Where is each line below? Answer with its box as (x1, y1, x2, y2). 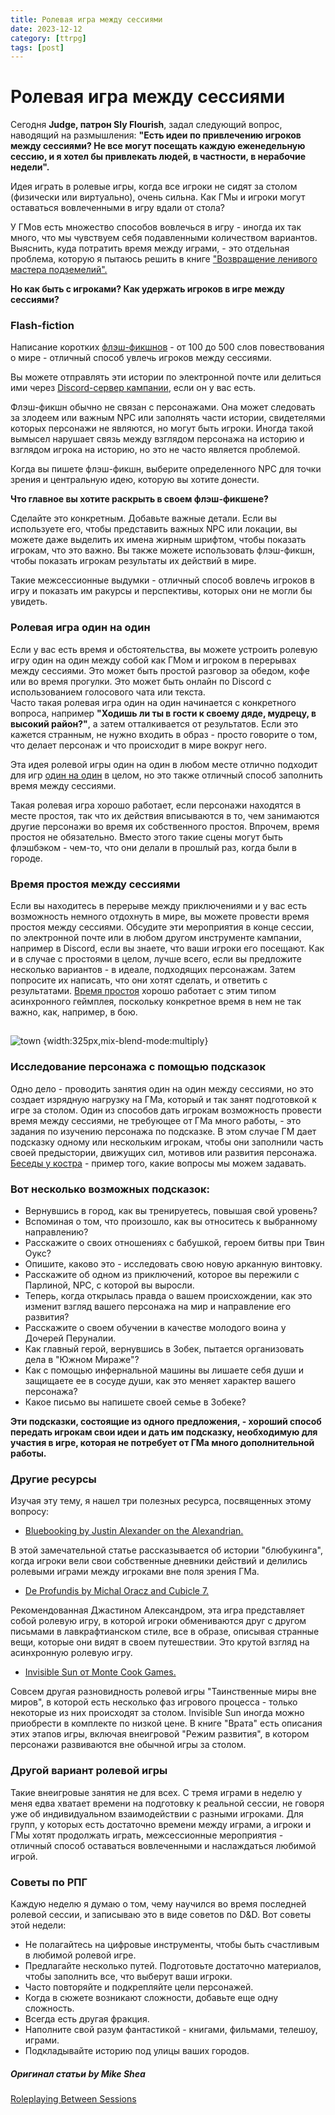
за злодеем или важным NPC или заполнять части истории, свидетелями (10, 412, 326, 424)
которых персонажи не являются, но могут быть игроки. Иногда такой (10, 422, 314, 435)
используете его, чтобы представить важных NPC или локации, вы (10, 523, 298, 535)
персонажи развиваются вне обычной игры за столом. (10, 1739, 247, 1751)
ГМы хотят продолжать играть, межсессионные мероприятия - (10, 1829, 284, 1841)
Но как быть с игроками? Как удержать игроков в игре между (10, 283, 285, 295)
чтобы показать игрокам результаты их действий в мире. (10, 555, 257, 567)
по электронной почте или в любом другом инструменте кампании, (10, 932, 302, 944)
